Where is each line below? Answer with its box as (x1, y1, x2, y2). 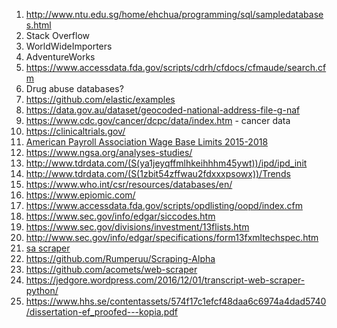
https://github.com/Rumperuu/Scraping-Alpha (25, 253, 216, 264)
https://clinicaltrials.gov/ (25, 125, 126, 137)
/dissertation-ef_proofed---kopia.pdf (25, 306, 178, 318)
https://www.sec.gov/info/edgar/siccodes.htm (25, 210, 216, 222)
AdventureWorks (25, 51, 96, 63)
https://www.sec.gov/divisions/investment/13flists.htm (25, 221, 250, 233)
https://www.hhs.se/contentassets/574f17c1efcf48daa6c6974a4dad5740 (25, 295, 327, 307)
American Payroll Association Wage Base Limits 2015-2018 (25, 136, 269, 148)
